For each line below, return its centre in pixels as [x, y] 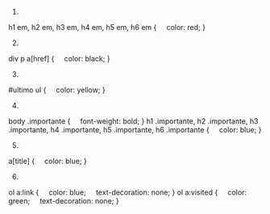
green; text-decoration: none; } [64, 201]
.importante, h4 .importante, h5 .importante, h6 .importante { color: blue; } [135, 130]
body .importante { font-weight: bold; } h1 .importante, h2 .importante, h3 [133, 121]
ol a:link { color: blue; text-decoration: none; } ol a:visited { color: [128, 192]
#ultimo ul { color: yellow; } [57, 90]
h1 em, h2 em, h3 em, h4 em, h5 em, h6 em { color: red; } [107, 27]
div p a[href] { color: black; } [59, 59]
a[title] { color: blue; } [48, 161]
